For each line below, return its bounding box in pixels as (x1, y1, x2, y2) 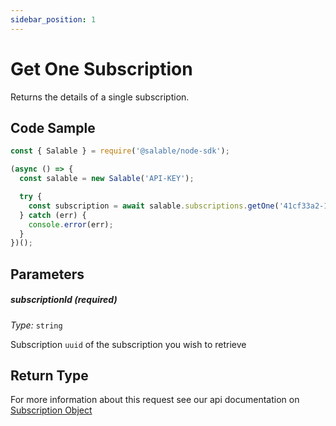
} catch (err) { (19, 210, 87, 220)
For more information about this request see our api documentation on (10, 394, 300, 406)
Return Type (10, 367, 89, 384)
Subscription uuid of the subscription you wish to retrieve (10, 338, 247, 350)
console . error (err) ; (28, 219, 114, 230)
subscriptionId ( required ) (10, 294, 118, 306)
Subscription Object (10, 404, 93, 416)
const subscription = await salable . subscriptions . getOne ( (28, 201, 280, 211)
